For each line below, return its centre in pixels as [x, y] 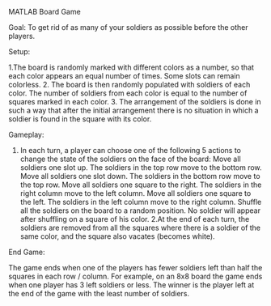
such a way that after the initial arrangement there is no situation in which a [133, 110]
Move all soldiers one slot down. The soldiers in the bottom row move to [140, 176]
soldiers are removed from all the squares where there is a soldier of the [140, 227]
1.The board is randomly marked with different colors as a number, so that [131, 67]
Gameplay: [26, 134]
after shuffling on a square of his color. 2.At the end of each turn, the [135, 219]
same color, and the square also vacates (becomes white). [118, 236]
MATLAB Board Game [44, 12]
